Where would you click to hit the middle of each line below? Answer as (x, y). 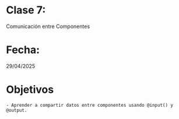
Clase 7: (26, 10)
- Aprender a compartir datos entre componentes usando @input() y (90, 105)
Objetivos (30, 90)
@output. (17, 110)
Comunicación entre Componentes (48, 26)
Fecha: (23, 50)
